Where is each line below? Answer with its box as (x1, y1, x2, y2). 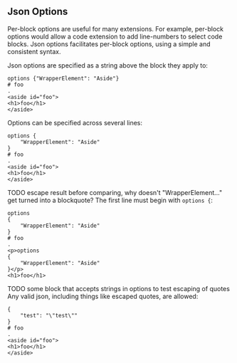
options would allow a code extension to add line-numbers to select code (7, 32, 223, 41)
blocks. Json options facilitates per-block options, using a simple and (7, 39, 211, 48)
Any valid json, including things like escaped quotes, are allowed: (7, 292, 199, 300)
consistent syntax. (7, 47, 61, 56)
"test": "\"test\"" (20, 312, 78, 319)
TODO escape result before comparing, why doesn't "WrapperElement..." (7, 188, 223, 196)
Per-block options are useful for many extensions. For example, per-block (7, 24, 224, 33)
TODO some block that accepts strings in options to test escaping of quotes (7, 284, 230, 293)
